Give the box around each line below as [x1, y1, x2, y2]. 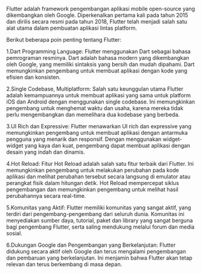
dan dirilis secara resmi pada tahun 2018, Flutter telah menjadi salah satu [6, 18, 187, 25]
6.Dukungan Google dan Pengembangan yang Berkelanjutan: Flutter [6, 241, 176, 249]
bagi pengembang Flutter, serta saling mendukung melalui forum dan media [6, 223, 195, 230]
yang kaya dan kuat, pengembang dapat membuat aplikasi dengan [24, 142, 191, 149]
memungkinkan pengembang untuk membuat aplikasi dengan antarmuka [6, 129, 188, 136]
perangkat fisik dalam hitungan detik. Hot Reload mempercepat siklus [6, 180, 179, 186]
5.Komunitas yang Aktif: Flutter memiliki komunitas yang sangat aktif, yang [6, 204, 191, 211]
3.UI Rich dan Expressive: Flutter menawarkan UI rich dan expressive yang [6, 123, 192, 129]
